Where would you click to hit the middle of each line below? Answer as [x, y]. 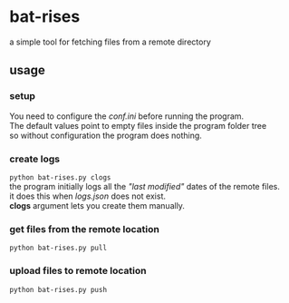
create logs [35, 159]
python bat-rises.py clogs [60, 177]
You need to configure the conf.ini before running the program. [127, 116]
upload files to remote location [78, 271]
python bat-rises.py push [58, 289]
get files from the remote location [85, 229]
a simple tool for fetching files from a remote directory [110, 42]
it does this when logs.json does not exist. [87, 196]
